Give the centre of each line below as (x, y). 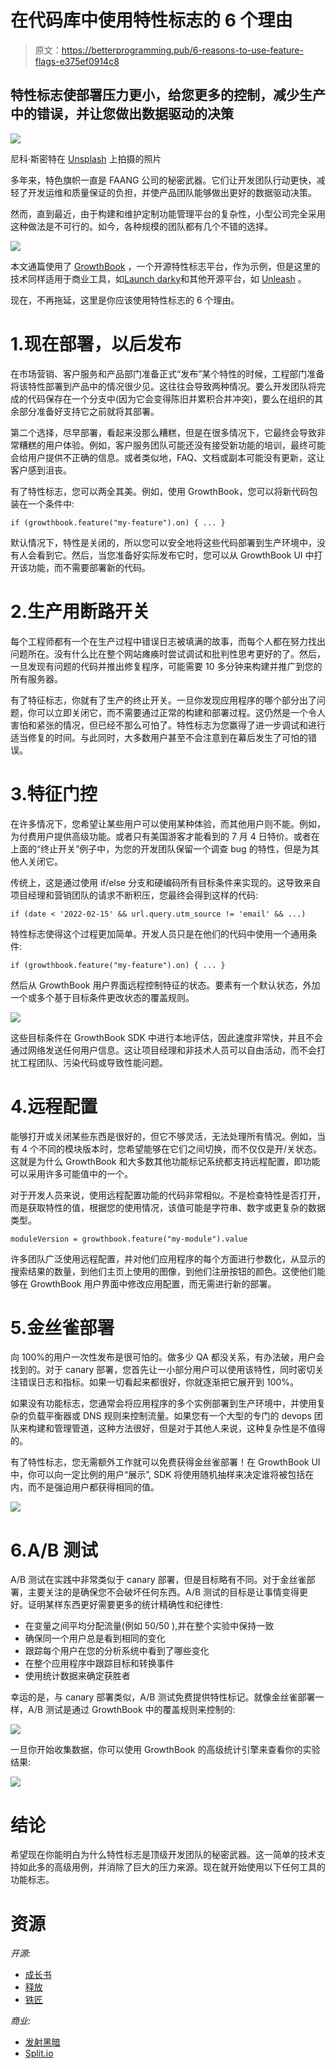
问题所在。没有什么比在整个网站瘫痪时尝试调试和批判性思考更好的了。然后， (168, 653)
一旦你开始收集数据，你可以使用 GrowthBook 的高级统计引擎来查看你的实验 (165, 1750)
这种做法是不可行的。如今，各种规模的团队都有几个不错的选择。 (141, 226)
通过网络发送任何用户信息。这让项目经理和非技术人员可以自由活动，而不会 (163, 1050)
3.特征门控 (54, 793)
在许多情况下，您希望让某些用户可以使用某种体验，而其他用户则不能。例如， (168, 823)
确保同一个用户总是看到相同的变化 (95, 1638)
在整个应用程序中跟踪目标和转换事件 (99, 1663)
